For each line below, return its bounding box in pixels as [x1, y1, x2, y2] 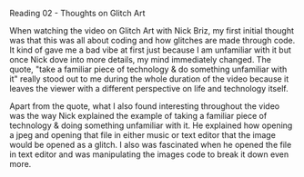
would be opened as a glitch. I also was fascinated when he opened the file [9, 140, 292, 150]
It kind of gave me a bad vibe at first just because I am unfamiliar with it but [9, 44, 291, 55]
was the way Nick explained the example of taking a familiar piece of [9, 111, 268, 121]
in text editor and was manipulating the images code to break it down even [9, 149, 289, 160]
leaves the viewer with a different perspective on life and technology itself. [9, 84, 289, 93]
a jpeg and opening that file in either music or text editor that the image [9, 130, 276, 140]
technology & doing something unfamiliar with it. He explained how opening [9, 120, 293, 131]
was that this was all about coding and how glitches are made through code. [9, 35, 296, 45]
